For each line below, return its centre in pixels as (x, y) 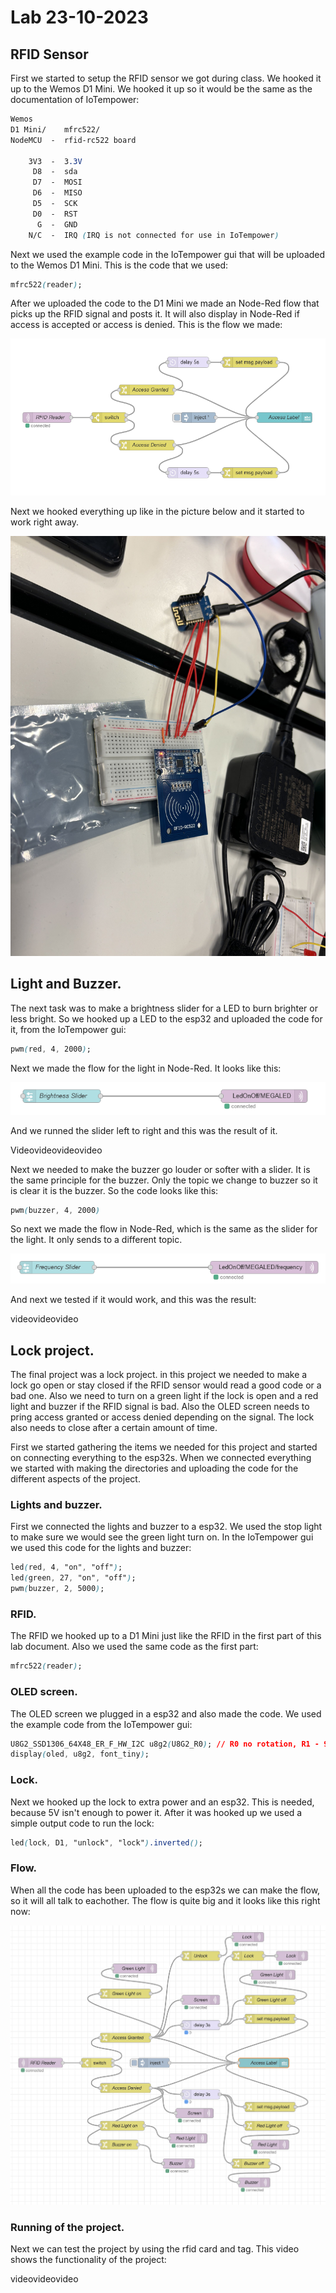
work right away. (45, 522)
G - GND (57, 224)
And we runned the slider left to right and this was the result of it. (144, 1130)
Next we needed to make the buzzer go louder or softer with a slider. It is (160, 1169)
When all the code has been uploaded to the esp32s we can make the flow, (165, 1890)
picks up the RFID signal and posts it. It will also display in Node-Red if (155, 314)
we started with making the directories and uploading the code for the (154, 1468)
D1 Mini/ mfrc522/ (55, 129)
